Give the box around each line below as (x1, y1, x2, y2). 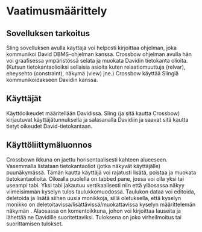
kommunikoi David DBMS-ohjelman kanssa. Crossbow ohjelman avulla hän (6, 51, 192, 58)
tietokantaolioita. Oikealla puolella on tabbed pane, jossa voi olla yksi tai (6, 175, 185, 182)
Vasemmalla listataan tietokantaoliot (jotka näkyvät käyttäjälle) (6, 162, 161, 169)
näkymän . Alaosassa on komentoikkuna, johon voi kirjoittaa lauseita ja (6, 207, 181, 215)
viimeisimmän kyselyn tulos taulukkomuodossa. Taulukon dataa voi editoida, (6, 188, 196, 195)
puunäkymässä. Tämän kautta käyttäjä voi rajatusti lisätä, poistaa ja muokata (6, 169, 197, 176)
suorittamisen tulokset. (6, 220, 63, 227)
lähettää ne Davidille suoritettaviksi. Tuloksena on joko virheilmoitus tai (6, 213, 182, 221)
